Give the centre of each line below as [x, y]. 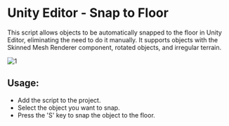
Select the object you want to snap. [69, 108]
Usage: [24, 83]
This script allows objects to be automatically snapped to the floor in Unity [115, 32]
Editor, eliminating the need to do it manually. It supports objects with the [113, 39]
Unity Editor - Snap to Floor [88, 13]
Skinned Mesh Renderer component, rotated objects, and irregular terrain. [115, 47]
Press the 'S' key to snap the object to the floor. [86, 115]
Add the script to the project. [59, 100]
